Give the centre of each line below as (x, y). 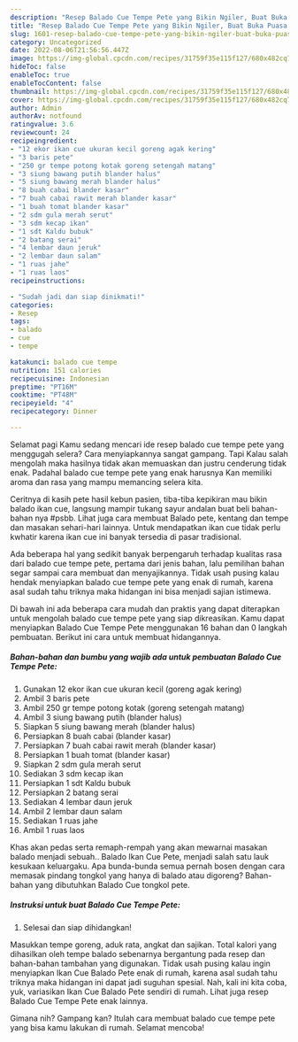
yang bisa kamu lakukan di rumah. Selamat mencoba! (107, 1027)
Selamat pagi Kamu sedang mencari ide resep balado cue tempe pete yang (147, 444)
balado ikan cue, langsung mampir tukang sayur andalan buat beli (130, 508)
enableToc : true (40, 75)
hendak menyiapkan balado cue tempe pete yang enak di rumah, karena (141, 582)
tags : (20, 321)
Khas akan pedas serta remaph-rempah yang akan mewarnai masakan (139, 847)
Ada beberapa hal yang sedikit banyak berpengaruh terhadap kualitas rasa (146, 553)
